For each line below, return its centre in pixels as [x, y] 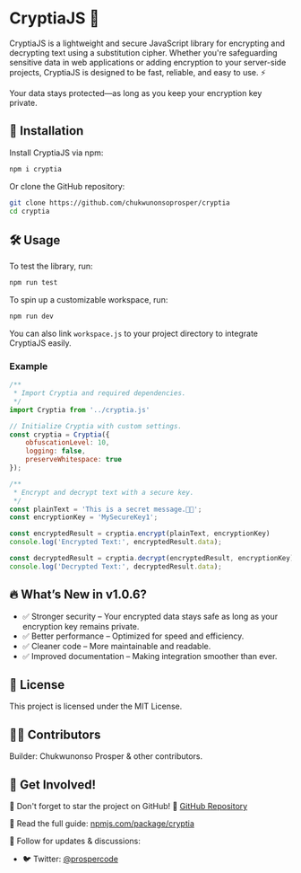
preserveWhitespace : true [74, 460]
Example [29, 366]
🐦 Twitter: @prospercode [70, 859]
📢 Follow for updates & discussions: [75, 841]
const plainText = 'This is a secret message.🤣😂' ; [106, 509]
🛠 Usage [35, 240]
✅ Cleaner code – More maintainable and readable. [116, 646]
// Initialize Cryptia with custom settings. [95, 426]
